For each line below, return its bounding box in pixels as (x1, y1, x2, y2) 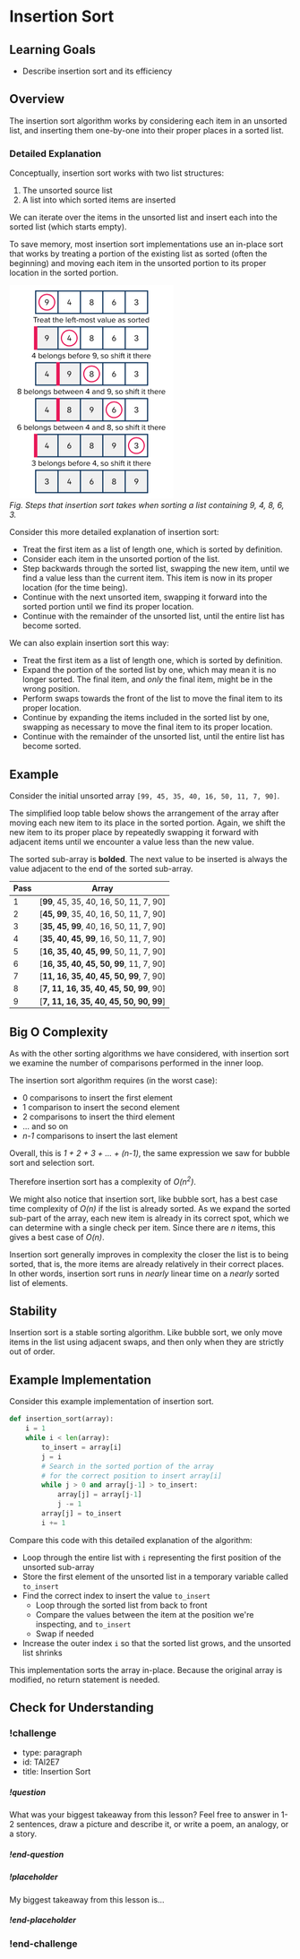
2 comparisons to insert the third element (21, 1111, 176, 1122)
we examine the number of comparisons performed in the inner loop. (9, 1057, 264, 1068)
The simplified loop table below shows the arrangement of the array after (9, 807, 279, 818)
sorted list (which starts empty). (9, 221, 127, 232)
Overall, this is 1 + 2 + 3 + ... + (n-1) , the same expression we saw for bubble (9, 1147, 291, 1158)
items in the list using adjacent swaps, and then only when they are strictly (9, 1337, 285, 1348)
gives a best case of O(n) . (9, 1231, 105, 1242)
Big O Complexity (9, 1024, 109, 1040)
